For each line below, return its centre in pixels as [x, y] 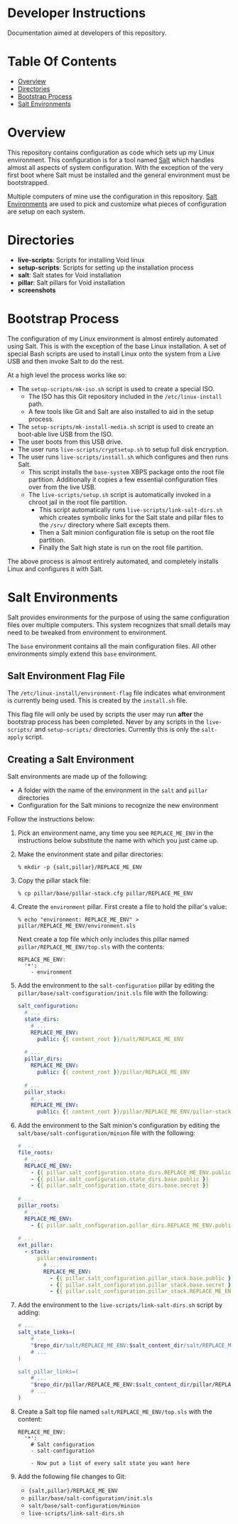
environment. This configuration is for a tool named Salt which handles [111, 160]
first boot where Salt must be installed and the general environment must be [119, 175]
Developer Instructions [77, 13]
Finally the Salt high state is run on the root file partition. [121, 547]
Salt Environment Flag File [66, 676]
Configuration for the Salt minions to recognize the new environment [118, 806]
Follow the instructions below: [51, 819]
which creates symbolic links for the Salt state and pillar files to [131, 517]
